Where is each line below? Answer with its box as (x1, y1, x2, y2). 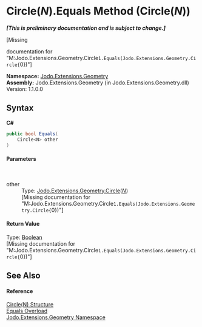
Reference (6, 287, 33, 295)
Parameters (6, 155, 36, 162)
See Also (6, 271, 41, 281)
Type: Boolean (6, 234, 42, 241)
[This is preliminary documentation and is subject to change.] (6, 24, 166, 32)
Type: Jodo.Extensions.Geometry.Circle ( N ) (21, 187, 129, 194)
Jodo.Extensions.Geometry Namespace (6, 314, 106, 321)
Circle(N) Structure (6, 301, 54, 308)
